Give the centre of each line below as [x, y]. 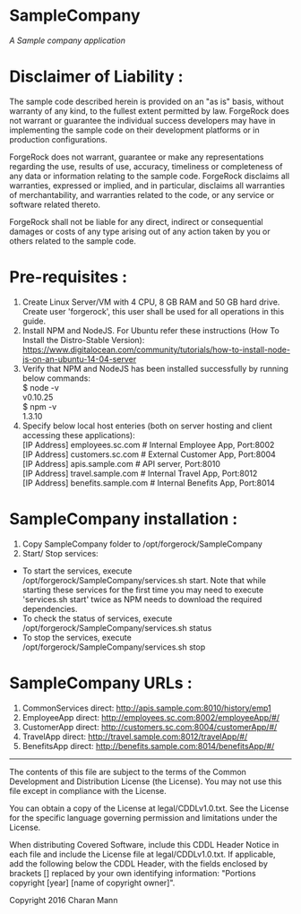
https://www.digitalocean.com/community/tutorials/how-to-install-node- [156, 349]
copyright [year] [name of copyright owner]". [92, 883]
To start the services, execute [77, 571]
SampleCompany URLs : [101, 683]
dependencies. [50, 608]
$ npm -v [39, 406]
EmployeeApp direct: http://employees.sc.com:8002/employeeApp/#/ [151, 717]
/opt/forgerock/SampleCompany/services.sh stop [114, 647]
